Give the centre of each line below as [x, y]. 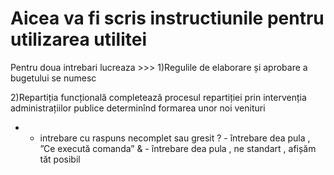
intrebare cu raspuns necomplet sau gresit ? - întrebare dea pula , [175, 138]
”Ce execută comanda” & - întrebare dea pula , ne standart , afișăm [178, 148]
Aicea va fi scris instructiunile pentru [167, 18]
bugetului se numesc [53, 78]
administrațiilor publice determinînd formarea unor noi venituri [138, 108]
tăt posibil [60, 159]
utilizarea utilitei [78, 39]
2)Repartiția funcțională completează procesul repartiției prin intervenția [158, 97]
